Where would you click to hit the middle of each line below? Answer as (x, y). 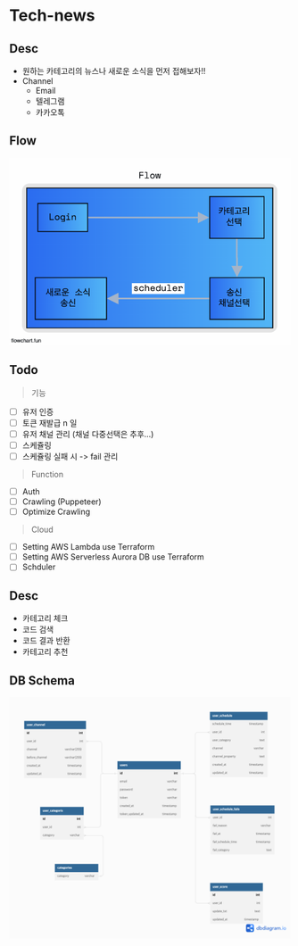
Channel (37, 81)
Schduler (39, 567)
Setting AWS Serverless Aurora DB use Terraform (113, 557)
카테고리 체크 (45, 618)
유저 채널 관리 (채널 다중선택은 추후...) (88, 434)
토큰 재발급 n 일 (50, 423)
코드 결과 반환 (46, 641)
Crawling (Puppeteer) (62, 502)
